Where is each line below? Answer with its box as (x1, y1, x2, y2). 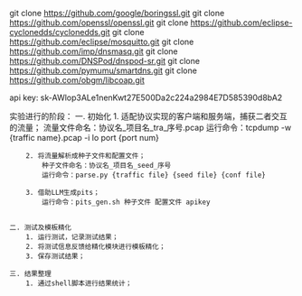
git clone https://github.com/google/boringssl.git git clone (9, 8, 225, 18)
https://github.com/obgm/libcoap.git (9, 75, 145, 85)
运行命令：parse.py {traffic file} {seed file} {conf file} (42, 171, 267, 180)
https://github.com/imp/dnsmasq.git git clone (9, 46, 178, 57)
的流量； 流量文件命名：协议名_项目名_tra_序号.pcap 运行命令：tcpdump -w (9, 122, 292, 133)
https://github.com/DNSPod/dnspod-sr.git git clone (9, 56, 201, 66)
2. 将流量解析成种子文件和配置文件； (25, 152, 146, 161)
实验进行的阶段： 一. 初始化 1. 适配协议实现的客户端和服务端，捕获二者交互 (9, 111, 288, 121)
